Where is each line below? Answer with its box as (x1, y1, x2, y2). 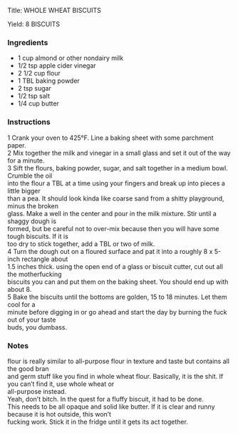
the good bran (7, 364, 49, 373)
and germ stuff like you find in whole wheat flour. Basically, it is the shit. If (7, 372, 224, 380)
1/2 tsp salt (17, 92, 50, 101)
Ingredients (7, 37, 48, 47)
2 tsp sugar (17, 84, 52, 93)
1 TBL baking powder (17, 76, 80, 85)
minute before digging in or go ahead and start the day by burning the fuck (7, 307, 227, 316)
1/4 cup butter (17, 99, 59, 108)
